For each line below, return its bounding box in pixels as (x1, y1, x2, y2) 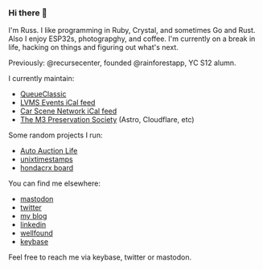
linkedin (19, 220, 47, 230)
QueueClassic (19, 89, 67, 99)
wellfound (19, 228, 54, 238)
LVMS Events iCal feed (19, 98, 96, 108)
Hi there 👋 (8, 7, 48, 18)
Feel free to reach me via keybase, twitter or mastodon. (8, 252, 191, 262)
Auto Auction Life (19, 146, 78, 156)
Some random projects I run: (8, 130, 103, 140)
